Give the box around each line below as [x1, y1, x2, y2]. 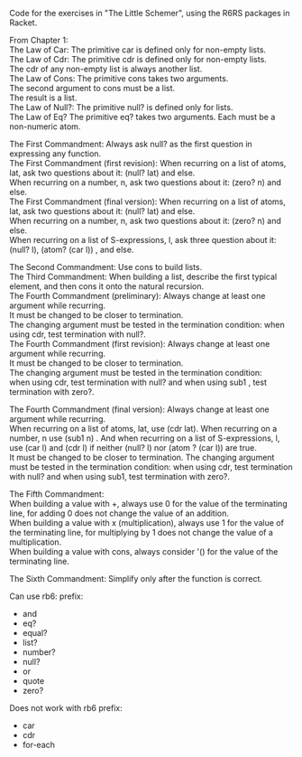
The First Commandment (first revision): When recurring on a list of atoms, [9, 158, 287, 168]
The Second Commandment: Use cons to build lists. [9, 262, 203, 272]
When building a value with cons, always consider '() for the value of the [9, 547, 279, 556]
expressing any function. [9, 148, 102, 159]
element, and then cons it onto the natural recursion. [9, 281, 205, 292]
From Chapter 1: [9, 35, 69, 45]
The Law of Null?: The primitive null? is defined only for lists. [9, 102, 233, 112]
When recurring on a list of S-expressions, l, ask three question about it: [9, 235, 277, 245]
